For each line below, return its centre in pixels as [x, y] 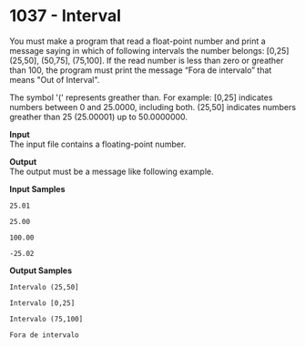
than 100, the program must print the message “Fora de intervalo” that [141, 70]
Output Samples [41, 270]
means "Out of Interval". [55, 79]
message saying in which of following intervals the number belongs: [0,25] [149, 50]
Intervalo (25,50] [44, 287]
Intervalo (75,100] [46, 319]
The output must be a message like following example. [112, 171]
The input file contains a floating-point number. [98, 144]
